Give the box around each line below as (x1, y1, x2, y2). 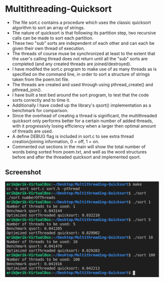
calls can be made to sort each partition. (12, 35, 94, 41)
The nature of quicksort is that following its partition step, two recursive (12, 30, 156, 36)
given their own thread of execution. (12, 45, 85, 51)
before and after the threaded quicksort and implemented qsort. (12, 154, 141, 160)
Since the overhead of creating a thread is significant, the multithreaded (12, 113, 157, 118)
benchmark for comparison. (12, 107, 68, 113)
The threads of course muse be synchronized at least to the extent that (12, 50, 155, 56)
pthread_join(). (12, 87, 42, 93)
